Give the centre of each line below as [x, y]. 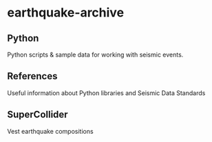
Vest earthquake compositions [51, 131]
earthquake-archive [66, 13]
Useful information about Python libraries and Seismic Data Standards [106, 93]
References [32, 76]
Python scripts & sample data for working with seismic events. [95, 54]
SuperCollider [38, 115]
